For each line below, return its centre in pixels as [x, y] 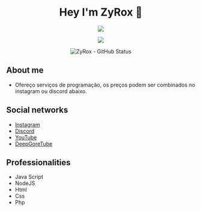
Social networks [37, 110]
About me [25, 71]
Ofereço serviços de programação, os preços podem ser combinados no [105, 85]
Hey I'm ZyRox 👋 [101, 12]
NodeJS [25, 183]
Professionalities [38, 162]
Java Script [29, 177]
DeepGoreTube [34, 144]
